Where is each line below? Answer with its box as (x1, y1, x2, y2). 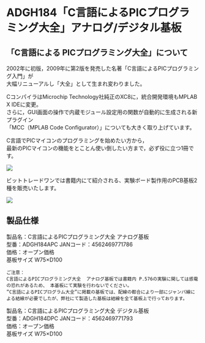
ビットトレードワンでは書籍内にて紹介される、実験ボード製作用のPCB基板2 (6, 177, 198, 184)
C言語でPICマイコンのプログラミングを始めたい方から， (6, 137, 148, 144)
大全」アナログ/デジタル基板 (39, 21, 182, 35)
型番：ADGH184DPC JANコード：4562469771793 (6, 314, 133, 322)
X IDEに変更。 (6, 101, 42, 108)
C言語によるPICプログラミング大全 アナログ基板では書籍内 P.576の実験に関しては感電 (6, 276, 198, 282)
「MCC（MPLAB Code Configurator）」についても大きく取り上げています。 (6, 124, 193, 131)
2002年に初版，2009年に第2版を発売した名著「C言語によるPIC (6, 65, 167, 72)
